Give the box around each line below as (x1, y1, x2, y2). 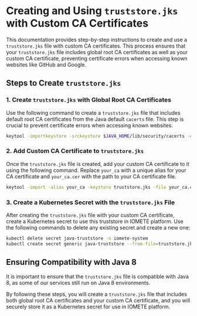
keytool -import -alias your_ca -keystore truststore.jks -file (6, 184, 167, 190)
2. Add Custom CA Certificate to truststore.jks (6, 147, 144, 155)
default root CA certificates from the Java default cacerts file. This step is (6, 115, 184, 122)
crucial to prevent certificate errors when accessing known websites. (6, 122, 173, 129)
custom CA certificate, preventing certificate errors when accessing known (6, 55, 188, 62)
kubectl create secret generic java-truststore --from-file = (6, 241, 159, 247)
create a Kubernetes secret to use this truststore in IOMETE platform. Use (6, 218, 184, 225)
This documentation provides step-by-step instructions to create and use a (6, 36, 188, 43)
